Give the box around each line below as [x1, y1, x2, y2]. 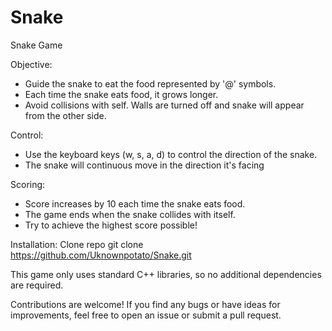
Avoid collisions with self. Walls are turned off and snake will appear [24, 99, 305, 111]
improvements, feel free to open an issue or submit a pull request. [10, 309, 282, 321]
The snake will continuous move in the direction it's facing [24, 159, 265, 171]
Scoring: [10, 178, 46, 190]
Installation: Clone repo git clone [10, 238, 144, 250]
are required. [10, 279, 64, 291]
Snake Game [10, 39, 63, 51]
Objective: [10, 58, 53, 70]
